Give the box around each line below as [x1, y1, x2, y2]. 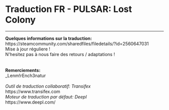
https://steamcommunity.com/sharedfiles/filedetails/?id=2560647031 [5, 40, 149, 46]
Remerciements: [5, 67, 41, 73]
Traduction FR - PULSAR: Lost [5, 3, 132, 15]
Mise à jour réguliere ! [5, 46, 50, 52]
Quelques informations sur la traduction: [5, 35, 92, 41]
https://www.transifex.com [5, 88, 60, 94]
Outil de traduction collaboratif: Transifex [5, 83, 91, 89]
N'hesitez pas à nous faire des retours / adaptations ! [5, 51, 115, 57]
